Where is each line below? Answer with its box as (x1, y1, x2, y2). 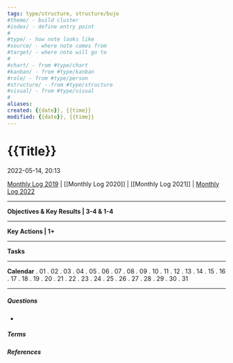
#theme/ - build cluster (7, 17, 79, 24)
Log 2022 (7, 187, 35, 195)
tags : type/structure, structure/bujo (7, 10, 119, 17)
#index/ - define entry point (7, 23, 95, 30)
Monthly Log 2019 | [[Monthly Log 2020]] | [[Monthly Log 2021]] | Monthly (7, 180, 220, 188)
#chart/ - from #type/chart (7, 62, 89, 69)
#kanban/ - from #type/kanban (7, 68, 95, 75)
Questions (7, 296, 38, 305)
